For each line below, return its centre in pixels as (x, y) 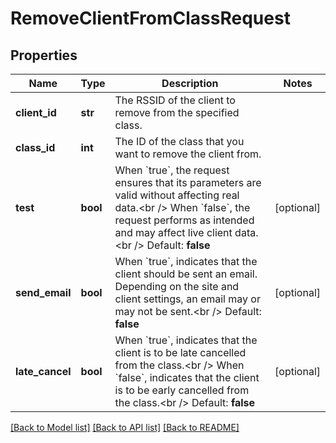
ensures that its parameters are (188, 182)
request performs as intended (184, 220)
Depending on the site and (177, 286)
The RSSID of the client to (175, 100)
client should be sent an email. (186, 274)
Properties (44, 55)
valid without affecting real (177, 195)
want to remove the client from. (188, 154)
